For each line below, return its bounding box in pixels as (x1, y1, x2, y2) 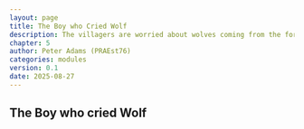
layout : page (9, 13, 59, 23)
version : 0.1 (9, 64, 59, 73)
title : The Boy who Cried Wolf (9, 22, 128, 31)
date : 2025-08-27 (9, 72, 75, 81)
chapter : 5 (9, 38, 51, 48)
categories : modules (9, 55, 88, 64)
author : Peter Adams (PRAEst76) (9, 47, 131, 56)
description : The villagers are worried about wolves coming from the (9, 30, 281, 39)
